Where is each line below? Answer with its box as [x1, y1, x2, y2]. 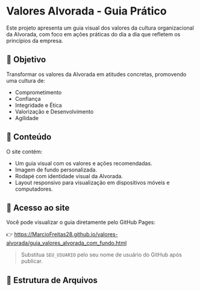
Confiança [14, 95, 41, 102]
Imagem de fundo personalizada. [14, 166, 98, 173]
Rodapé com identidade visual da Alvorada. [14, 172, 123, 179]
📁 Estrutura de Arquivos [6, 275, 98, 285]
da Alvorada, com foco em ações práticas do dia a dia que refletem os [6, 30, 181, 37]
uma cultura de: [6, 77, 45, 84]
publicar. [20, 258, 43, 265]
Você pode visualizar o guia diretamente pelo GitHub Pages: [6, 219, 155, 226]
